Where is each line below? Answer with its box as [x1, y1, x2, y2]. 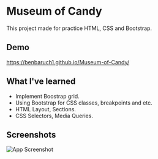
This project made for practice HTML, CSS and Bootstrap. [6, 24, 152, 32]
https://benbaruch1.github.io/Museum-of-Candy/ [6, 58, 130, 65]
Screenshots [6, 130, 56, 140]
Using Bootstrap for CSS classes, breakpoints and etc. [15, 99, 152, 106]
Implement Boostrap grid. [15, 92, 80, 100]
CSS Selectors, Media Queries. [15, 112, 94, 119]
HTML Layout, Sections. [15, 105, 77, 113]
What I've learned [6, 76, 76, 87]
